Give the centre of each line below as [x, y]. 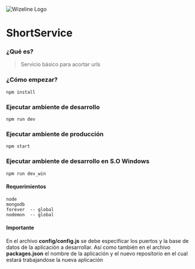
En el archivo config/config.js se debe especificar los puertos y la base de [97, 241]
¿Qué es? [20, 52]
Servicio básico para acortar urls [60, 65]
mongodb [16, 204]
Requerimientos [26, 187]
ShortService [39, 33]
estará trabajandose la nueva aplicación [55, 260]
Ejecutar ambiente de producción [55, 134]
